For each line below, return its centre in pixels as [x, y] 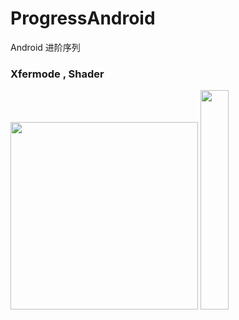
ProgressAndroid [83, 18]
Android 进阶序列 [45, 47]
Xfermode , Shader [57, 74]
